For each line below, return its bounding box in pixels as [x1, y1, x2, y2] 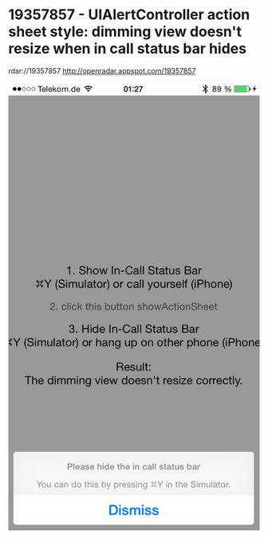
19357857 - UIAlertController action [8, 6, 250, 24]
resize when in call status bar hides [8, 40, 247, 58]
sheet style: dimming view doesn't [8, 22, 242, 41]
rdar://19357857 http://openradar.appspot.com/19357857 [8, 66, 196, 75]
